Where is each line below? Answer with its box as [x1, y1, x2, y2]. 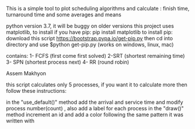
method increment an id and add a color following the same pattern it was [6, 111, 184, 118]
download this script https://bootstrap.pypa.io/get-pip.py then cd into [6, 35, 173, 41]
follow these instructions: [6, 88, 67, 94]
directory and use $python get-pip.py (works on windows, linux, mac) [6, 41, 174, 48]
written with [6, 117, 35, 124]
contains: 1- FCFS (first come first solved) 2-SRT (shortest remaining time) [6, 53, 185, 59]
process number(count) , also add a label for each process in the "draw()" [6, 105, 184, 111]
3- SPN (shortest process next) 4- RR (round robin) [6, 58, 130, 65]
